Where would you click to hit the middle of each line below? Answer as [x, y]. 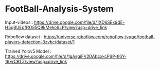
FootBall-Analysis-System [59, 9]
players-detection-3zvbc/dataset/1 [40, 41]
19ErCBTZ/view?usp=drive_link [36, 61]
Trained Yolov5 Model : [28, 51]
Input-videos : [19, 22]
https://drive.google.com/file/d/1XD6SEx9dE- [79, 22]
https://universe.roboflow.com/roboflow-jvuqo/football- [99, 37]
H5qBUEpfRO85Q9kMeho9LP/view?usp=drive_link [56, 27]
